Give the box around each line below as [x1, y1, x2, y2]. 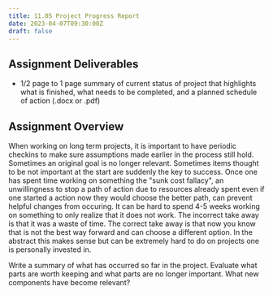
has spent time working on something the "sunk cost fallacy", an [8, 176, 224, 185]
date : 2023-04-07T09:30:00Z [8, 20, 104, 28]
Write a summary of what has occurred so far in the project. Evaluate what [8, 261, 258, 270]
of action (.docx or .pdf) [19, 96, 101, 106]
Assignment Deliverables [8, 57, 139, 71]
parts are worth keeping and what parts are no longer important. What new [8, 269, 259, 279]
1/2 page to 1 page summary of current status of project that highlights [19, 79, 257, 89]
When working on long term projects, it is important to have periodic [8, 141, 237, 150]
